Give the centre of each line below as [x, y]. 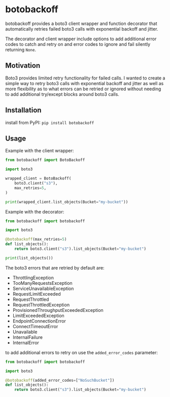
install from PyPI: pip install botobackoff [50, 122]
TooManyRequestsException [42, 283]
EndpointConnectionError [39, 321]
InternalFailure [28, 337]
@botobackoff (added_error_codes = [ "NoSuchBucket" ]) [60, 380]
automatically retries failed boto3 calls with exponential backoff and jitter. [82, 29]
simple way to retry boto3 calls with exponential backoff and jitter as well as [84, 83]
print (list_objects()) [29, 258]
